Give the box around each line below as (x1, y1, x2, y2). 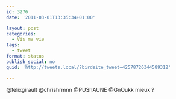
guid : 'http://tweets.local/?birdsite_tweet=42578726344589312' (6, 64, 171, 70)
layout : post (6, 25, 39, 31)
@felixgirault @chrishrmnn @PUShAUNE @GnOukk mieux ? (6, 86, 155, 93)
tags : (6, 42, 20, 48)
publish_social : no (6, 58, 55, 65)
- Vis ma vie (11, 37, 45, 43)
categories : (6, 31, 36, 37)
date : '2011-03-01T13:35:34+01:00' (6, 14, 96, 20)
